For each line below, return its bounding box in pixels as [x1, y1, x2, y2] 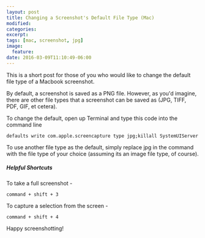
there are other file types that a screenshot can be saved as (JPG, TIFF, [6, 96, 187, 103]
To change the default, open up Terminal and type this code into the [6, 114, 178, 122]
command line [6, 121, 42, 128]
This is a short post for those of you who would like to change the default [6, 71, 191, 78]
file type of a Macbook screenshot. [6, 78, 95, 85]
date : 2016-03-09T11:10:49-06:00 [6, 54, 92, 61]
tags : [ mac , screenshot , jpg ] [6, 37, 84, 43]
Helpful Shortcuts [6, 164, 53, 171]
